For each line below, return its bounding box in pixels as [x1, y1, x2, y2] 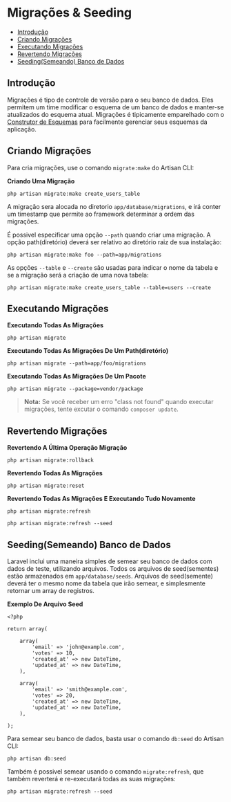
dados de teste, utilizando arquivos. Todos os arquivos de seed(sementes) [7, 565, 219, 572]
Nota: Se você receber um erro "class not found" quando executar [23, 398, 214, 406]
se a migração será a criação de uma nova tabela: [7, 271, 149, 279]
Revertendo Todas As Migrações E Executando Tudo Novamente [7, 495, 196, 503]
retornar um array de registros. [7, 587, 95, 594]
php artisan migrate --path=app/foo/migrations [7, 360, 147, 367]
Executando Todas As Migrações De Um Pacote [7, 372, 146, 381]
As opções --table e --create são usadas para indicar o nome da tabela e [7, 263, 219, 271]
